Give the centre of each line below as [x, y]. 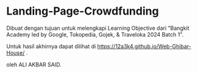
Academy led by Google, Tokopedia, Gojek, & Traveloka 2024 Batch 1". [95, 34]
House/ [16, 52]
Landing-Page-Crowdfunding [83, 11]
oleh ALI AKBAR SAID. [34, 64]
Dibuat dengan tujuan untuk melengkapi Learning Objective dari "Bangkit [98, 28]
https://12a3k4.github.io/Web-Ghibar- [144, 46]
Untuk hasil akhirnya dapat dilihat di [51, 46]
